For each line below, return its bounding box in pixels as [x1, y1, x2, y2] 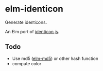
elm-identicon [5, 3, 64, 14]
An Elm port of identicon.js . [5, 28, 60, 34]
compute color [12, 60, 42, 66]
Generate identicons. [5, 19, 47, 25]
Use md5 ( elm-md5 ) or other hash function [12, 56, 99, 61]
